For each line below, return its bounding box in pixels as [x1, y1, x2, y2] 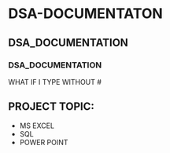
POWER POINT [19, 137, 68, 147]
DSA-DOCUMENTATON [8, 5, 163, 23]
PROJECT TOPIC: [8, 100, 94, 114]
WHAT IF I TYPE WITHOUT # [8, 77, 102, 86]
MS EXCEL [19, 121, 55, 130]
